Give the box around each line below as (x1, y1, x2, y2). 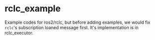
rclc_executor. (4, 30, 33, 36)
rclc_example (4, 3, 61, 14)
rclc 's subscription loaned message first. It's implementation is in (4, 24, 139, 30)
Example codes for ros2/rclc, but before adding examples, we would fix (4, 19, 151, 25)
